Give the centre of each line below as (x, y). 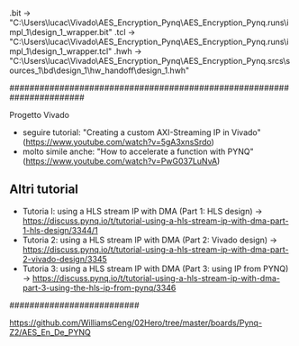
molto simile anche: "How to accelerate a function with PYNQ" (138, 151)
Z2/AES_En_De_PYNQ (50, 332)
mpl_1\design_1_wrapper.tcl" (61, 51)
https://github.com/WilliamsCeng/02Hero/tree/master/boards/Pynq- (136, 323)
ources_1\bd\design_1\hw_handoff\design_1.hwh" (100, 70)
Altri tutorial (44, 190)
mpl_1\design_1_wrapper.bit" (61, 32)
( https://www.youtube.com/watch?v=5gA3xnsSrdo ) (118, 142)
